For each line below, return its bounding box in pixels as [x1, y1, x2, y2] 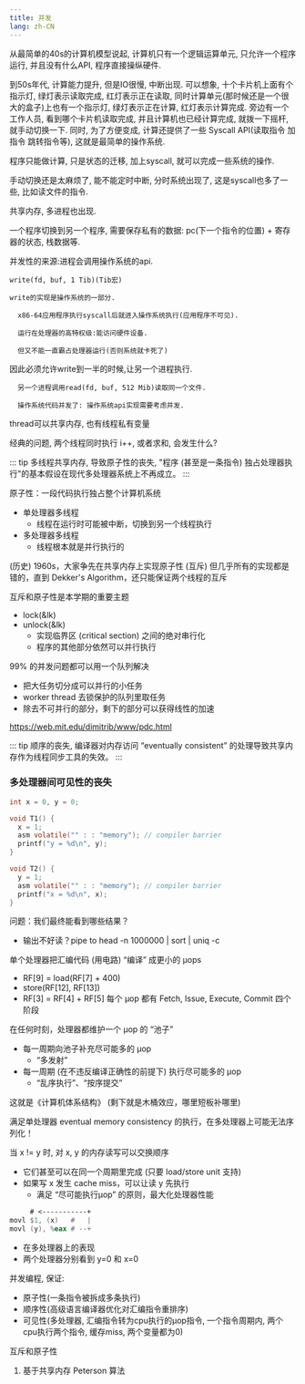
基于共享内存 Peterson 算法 [22, 1365, 126, 1377]
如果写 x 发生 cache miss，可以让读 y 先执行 [22, 1178, 189, 1189]
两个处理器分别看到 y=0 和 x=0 [22, 1254, 139, 1265]
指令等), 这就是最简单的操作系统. [43, 136, 166, 147]
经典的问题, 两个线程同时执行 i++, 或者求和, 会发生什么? [9, 437, 218, 448]
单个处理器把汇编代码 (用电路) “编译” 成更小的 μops [9, 955, 202, 966]
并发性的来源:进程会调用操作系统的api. [9, 255, 153, 266]
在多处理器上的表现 [22, 1242, 96, 1254]
